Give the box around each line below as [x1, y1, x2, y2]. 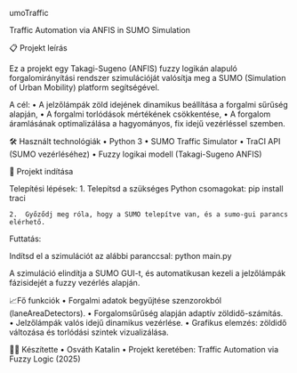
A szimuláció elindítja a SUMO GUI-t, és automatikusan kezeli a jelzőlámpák [9, 268, 286, 279]
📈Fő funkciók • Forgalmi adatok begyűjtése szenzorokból [9, 296, 222, 305]
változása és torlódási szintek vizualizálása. [9, 327, 169, 337]
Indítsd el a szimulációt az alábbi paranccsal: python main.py [9, 251, 232, 261]
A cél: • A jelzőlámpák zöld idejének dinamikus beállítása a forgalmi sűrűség [9, 100, 289, 109]
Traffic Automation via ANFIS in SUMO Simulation [9, 25, 191, 35]
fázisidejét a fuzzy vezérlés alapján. [9, 278, 140, 288]
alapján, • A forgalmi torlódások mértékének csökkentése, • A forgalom [9, 109, 271, 119]
